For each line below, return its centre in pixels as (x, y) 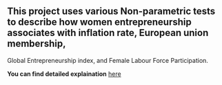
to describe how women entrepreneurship (99, 22)
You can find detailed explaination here (64, 74)
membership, (37, 44)
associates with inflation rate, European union (108, 33)
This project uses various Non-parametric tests (111, 11)
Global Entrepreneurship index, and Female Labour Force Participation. (108, 60)
